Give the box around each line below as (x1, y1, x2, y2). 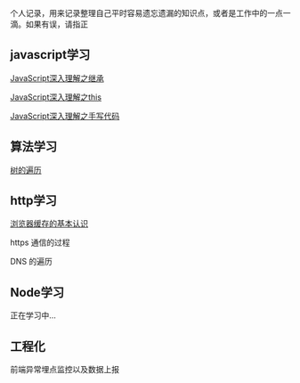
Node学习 (10, 284, 65, 300)
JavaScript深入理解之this (10, 92, 101, 102)
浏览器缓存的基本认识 (10, 218, 88, 229)
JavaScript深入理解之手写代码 (10, 110, 120, 121)
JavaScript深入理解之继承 (10, 72, 105, 83)
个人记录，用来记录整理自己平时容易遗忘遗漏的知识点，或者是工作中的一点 (10, 8, 283, 18)
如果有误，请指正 (25, 19, 88, 29)
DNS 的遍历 (10, 257, 53, 267)
